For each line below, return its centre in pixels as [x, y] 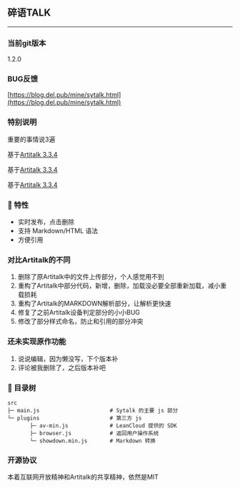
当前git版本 [27, 43]
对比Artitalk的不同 [39, 260]
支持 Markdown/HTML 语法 [58, 231]
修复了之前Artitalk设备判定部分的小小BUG [79, 312]
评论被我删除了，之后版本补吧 [61, 367]
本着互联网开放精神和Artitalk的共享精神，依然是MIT [83, 477]
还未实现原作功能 [37, 342]
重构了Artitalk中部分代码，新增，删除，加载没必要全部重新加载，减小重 [122, 286]
